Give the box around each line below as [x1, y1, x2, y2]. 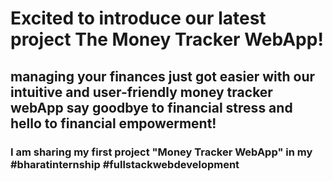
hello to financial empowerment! [10, 115, 217, 132]
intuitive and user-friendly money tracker [10, 83, 273, 101]
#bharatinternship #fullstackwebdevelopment [10, 157, 240, 171]
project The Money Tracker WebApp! [10, 28, 324, 51]
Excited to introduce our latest [10, 7, 267, 30]
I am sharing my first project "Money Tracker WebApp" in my [10, 145, 313, 159]
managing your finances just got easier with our [10, 68, 316, 85]
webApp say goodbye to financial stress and [10, 99, 293, 116]
